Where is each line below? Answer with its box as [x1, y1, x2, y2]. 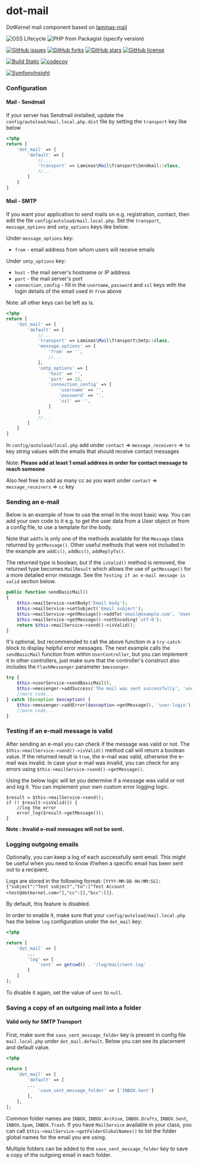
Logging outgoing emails [6, 840, 79, 848]
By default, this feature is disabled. [6, 900, 91, 908]
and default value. [6, 1044, 50, 1051]
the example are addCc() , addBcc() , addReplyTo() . [6, 548, 126, 555]
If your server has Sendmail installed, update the [6, 112, 124, 119]
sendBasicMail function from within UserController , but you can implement [6, 651, 188, 658]
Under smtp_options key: [6, 257, 66, 264]
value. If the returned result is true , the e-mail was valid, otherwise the [6, 753, 178, 760]
